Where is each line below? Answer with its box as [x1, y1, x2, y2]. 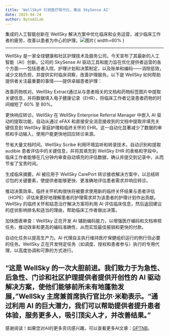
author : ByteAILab [5, 17, 44, 22]
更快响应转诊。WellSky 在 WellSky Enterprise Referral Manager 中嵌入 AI [5, 112, 156, 118]
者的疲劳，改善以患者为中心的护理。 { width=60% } [5, 37, 125, 43]
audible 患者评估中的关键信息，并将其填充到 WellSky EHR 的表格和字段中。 [5, 148, 161, 154]
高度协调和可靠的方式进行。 [18, 247, 76, 253]
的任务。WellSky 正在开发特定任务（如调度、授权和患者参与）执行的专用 [5, 241, 155, 247]
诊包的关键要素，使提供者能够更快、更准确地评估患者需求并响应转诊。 [5, 177, 151, 184]
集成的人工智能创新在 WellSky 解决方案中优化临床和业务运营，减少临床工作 [5, 31, 161, 37]
